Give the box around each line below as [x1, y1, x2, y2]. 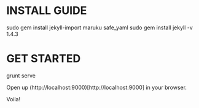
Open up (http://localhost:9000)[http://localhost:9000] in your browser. [6, 84, 187, 91]
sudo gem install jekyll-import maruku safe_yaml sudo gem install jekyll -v [6, 24, 193, 31]
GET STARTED [6, 52, 81, 66]
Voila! [6, 95, 21, 103]
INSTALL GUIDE [6, 4, 87, 18]
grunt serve [6, 71, 36, 79]
